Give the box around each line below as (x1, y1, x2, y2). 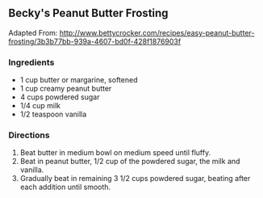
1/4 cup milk (19, 101, 61, 111)
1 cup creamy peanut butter (19, 84, 112, 94)
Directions (8, 129, 50, 141)
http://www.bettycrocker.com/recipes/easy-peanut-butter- (59, 27, 255, 37)
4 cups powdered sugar (19, 92, 100, 102)
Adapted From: (8, 27, 58, 37)
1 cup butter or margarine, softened (19, 75, 138, 85)
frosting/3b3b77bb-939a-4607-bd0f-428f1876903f (8, 36, 182, 46)
